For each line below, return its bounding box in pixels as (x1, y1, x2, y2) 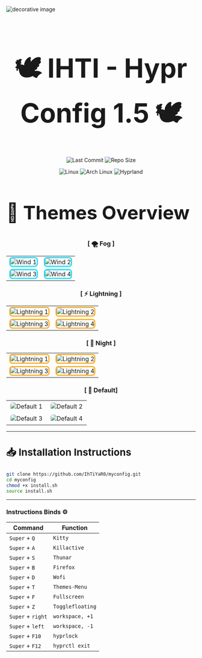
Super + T (9, 583, 35, 591)
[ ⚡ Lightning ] (80, 289, 122, 298)
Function (62, 524, 88, 532)
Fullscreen (53, 593, 84, 600)
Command (13, 524, 44, 532)
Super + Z (9, 602, 35, 610)
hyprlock (53, 632, 78, 639)
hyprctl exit (53, 642, 91, 649)
